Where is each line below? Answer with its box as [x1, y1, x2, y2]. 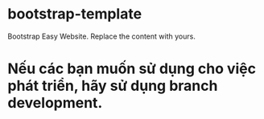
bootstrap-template [7, 5, 142, 23]
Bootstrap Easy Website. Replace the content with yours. [7, 31, 196, 41]
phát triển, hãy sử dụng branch [7, 77, 218, 95]
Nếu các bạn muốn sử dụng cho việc [7, 59, 257, 78]
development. [7, 94, 103, 113]
